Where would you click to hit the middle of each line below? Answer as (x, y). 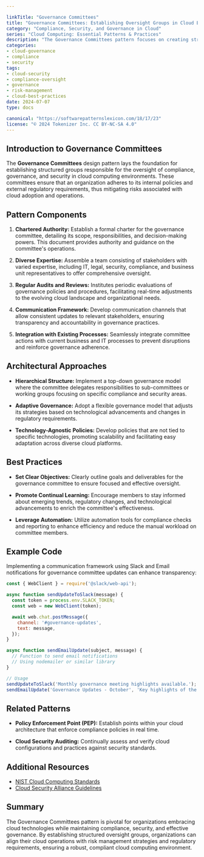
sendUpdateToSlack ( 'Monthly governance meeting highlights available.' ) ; (102, 684)
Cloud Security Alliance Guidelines (58, 788)
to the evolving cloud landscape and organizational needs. (88, 298)
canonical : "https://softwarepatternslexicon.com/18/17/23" (84, 118)
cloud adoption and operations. (46, 195)
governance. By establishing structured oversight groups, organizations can (101, 835)
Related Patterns (39, 709)
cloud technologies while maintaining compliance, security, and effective (97, 828)
